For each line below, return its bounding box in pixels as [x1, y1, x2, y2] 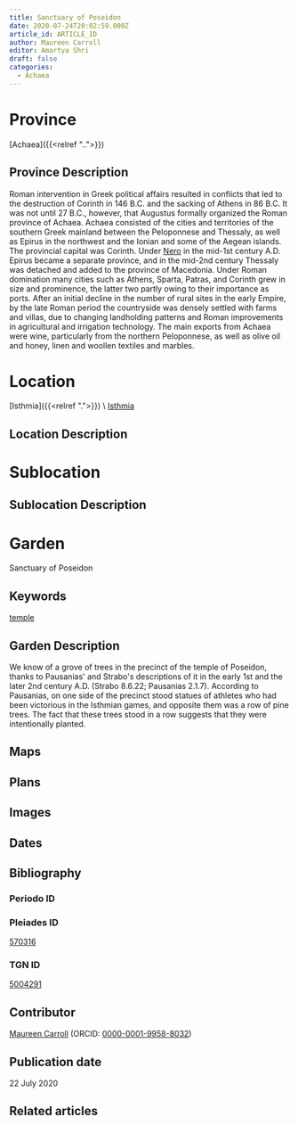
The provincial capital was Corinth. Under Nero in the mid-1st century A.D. [9, 245, 281, 256]
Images [9, 805, 52, 820]
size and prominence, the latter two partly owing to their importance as [9, 283, 270, 294]
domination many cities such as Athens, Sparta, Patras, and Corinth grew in [9, 274, 286, 284]
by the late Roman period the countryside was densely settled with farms [9, 302, 278, 313]
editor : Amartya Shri [9, 46, 90, 55]
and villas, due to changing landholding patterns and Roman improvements [9, 311, 284, 322]
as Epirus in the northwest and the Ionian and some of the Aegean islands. [9, 235, 282, 246]
